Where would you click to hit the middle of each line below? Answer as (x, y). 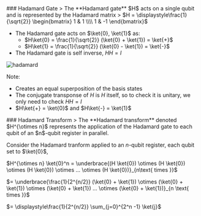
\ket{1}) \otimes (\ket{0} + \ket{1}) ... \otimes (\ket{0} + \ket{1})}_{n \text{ (98, 188)
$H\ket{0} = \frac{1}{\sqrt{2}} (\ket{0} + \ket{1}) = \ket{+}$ (99, 40)
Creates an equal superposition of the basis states (79, 88)
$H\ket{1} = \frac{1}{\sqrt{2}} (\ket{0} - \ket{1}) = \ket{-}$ (97, 46)
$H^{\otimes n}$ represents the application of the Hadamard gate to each (100, 126)
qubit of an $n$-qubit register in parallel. (58, 133)
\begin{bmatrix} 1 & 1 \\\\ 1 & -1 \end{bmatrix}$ (90, 21)
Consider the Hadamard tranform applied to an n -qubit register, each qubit (100, 145)
